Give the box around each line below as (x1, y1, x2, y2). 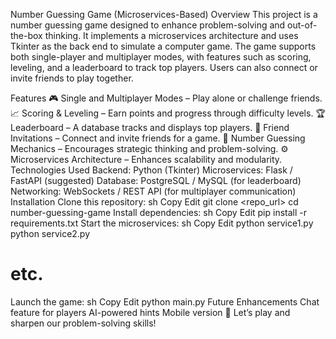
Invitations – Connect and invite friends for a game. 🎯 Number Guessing (10, 132, 306, 144)
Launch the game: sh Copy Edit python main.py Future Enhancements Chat (10, 295, 320, 308)
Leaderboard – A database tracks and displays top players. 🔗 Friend (10, 122, 290, 133)
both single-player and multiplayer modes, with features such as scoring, (10, 51, 312, 63)
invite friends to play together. (10, 72, 134, 84)
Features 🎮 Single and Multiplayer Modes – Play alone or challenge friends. (10, 92, 323, 104)
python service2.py (10, 228, 91, 239)
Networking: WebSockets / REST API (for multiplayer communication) (10, 185, 297, 197)
